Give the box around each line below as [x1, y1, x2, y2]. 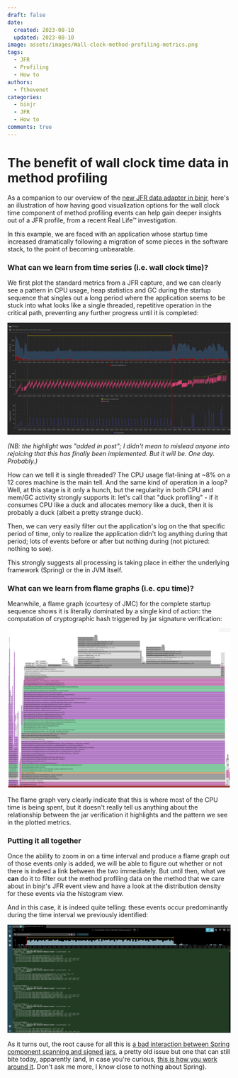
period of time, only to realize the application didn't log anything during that [7, 529, 228, 538]
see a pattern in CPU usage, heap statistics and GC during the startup [7, 285, 211, 294]
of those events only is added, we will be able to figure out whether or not [7, 859, 223, 868]
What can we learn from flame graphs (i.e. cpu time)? [7, 583, 195, 593]
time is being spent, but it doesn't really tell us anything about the [7, 803, 198, 812]
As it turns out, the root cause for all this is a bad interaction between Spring [7, 1040, 230, 1048]
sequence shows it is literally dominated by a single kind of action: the [7, 607, 212, 615]
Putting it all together [7, 836, 81, 846]
